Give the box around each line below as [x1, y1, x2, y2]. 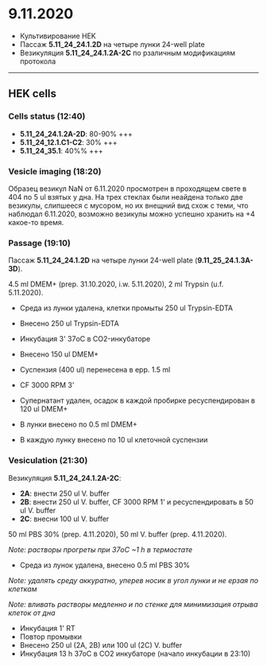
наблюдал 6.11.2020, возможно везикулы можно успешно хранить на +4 [8, 208, 256, 219]
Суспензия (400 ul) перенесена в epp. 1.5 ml [19, 365, 171, 375]
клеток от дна [8, 608, 56, 617]
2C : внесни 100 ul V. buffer [19, 514, 110, 524]
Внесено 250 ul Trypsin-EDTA [19, 319, 119, 329]
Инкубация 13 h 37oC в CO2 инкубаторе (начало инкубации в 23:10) [19, 648, 251, 658]
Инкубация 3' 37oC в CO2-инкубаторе [19, 334, 151, 344]
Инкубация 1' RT [19, 623, 75, 633]
